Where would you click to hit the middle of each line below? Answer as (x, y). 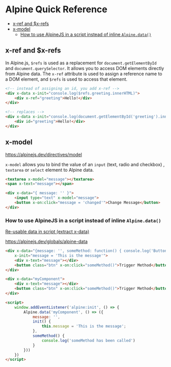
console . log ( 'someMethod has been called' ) (89, 340)
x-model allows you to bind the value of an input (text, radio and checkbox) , (85, 164)
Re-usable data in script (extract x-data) (47, 232)
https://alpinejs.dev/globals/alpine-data (47, 242)
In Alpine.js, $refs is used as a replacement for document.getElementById (81, 63)
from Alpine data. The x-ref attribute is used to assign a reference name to (84, 74)
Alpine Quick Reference (56, 9)
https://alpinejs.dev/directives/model (44, 154)
